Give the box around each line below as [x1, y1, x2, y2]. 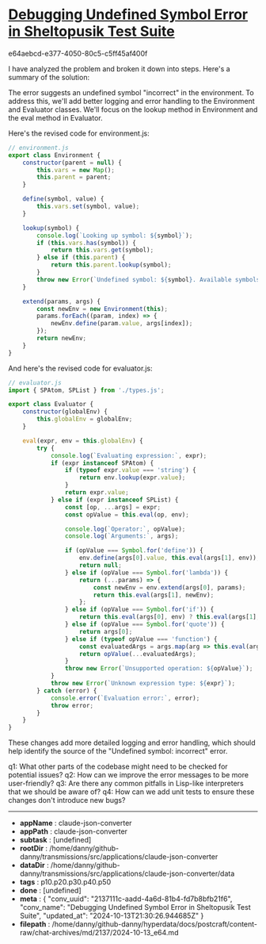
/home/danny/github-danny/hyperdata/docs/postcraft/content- [51, 919, 258, 929]
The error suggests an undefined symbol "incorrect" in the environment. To [8, 87, 255, 97]
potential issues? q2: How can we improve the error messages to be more [8, 770, 249, 780]
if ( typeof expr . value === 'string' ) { [64, 466, 196, 474]
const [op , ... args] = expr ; [64, 503, 161, 511]
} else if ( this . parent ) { [36, 254, 126, 262]
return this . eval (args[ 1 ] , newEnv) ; [93, 591, 215, 599]
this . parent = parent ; [36, 173, 112, 182]
